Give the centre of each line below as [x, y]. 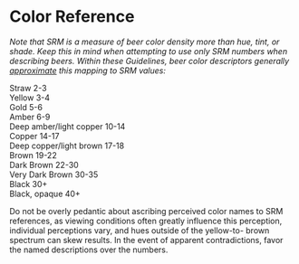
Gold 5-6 [26, 107]
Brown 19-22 [33, 155]
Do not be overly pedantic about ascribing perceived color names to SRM [146, 211]
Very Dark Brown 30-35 [54, 174]
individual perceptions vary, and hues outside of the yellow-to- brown [140, 230]
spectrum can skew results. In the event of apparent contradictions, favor [146, 240]
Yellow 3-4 [30, 98]
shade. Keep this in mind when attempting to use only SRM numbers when [149, 51]
